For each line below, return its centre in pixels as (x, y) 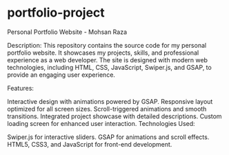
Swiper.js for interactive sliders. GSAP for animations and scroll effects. (108, 137)
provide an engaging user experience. (61, 75)
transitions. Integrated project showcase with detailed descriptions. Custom (114, 116)
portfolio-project (56, 13)
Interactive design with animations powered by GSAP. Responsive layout (110, 101)
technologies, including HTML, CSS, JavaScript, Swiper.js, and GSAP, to (109, 67)
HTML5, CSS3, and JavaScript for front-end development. (90, 144)
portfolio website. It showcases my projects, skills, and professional (103, 53)
